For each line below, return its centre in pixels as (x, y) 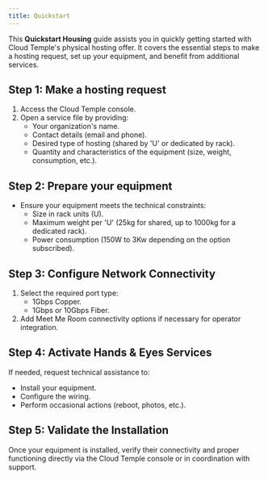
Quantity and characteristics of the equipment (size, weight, (132, 152)
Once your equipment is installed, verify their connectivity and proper (124, 449)
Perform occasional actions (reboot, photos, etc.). (103, 405)
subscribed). (53, 248)
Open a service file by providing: (74, 118)
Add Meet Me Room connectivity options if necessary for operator (130, 319)
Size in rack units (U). (68, 214)
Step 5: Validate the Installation (89, 430)
